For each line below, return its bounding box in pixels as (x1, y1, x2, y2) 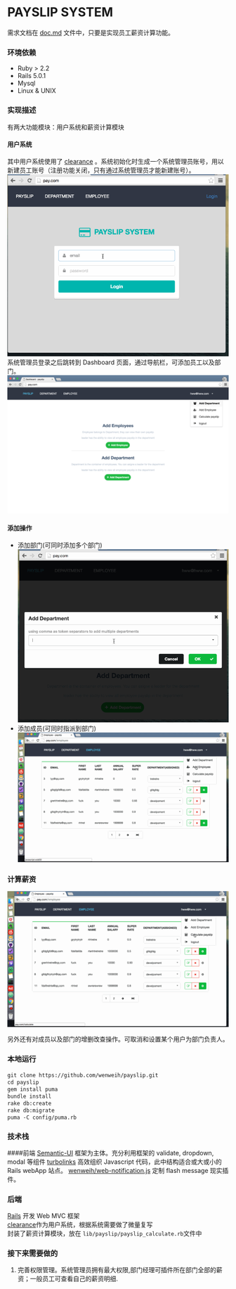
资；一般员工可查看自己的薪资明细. (17, 1274, 118, 1283)
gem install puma (7, 1086, 58, 1093)
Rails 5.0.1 (17, 72, 46, 80)
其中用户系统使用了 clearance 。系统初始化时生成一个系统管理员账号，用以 (7, 157, 224, 165)
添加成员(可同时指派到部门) (17, 724, 97, 733)
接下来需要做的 (7, 1249, 58, 1259)
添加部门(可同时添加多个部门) (17, 541, 103, 549)
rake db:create (7, 1100, 52, 1107)
